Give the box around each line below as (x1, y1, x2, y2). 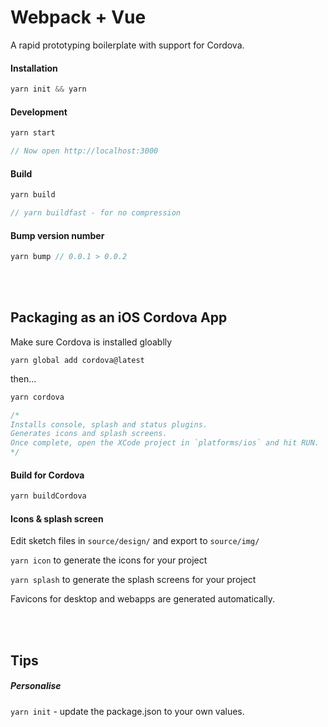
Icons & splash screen (10, 512, 104, 525)
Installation (10, 62, 58, 74)
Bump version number (10, 229, 105, 241)
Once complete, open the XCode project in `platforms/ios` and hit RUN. (10, 438, 320, 448)
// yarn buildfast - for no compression (10, 208, 182, 218)
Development (10, 106, 68, 118)
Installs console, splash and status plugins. (10, 419, 208, 430)
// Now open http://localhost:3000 (10, 146, 159, 156)
